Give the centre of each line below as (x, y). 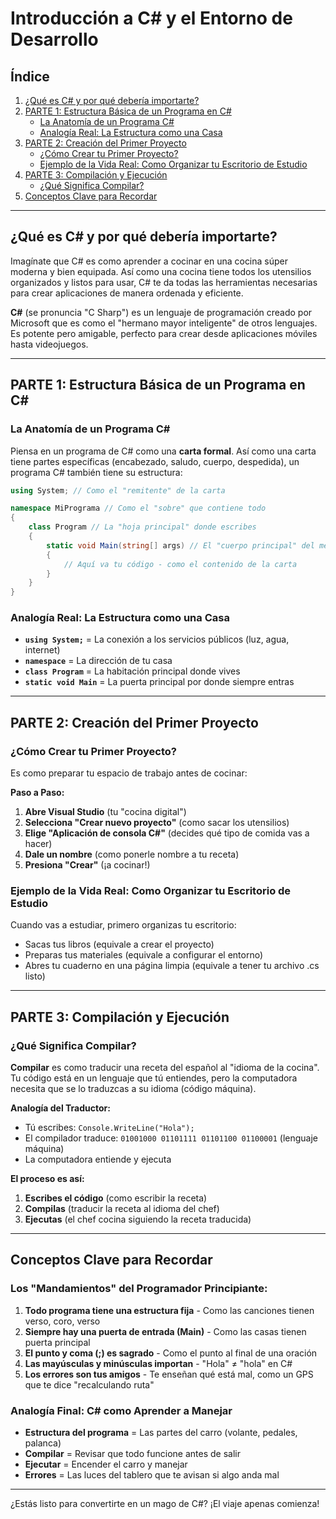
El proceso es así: (47, 1179)
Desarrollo (54, 39)
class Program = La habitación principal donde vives (132, 671)
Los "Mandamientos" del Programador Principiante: (139, 1289)
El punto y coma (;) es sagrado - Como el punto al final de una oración (171, 1353)
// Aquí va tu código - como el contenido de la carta (180, 564)
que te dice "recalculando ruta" (89, 1384)
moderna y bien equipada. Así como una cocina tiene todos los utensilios (161, 271)
